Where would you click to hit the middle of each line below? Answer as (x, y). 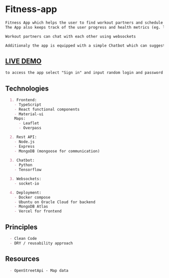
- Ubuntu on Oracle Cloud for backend (55, 202)
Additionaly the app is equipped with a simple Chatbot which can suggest (85, 45)
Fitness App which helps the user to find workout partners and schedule (84, 23)
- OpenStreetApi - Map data (39, 270)
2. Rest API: (23, 137)
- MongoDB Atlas (31, 207)
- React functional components (47, 109)
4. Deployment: (26, 193)
